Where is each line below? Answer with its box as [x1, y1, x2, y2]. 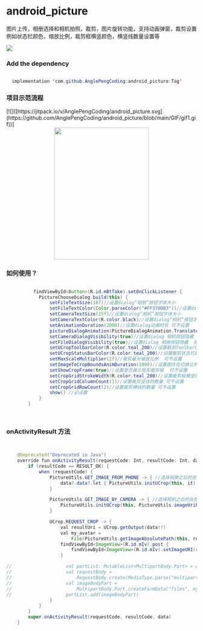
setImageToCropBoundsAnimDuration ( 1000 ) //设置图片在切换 [49, 361, 190, 368]
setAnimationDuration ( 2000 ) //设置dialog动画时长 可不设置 [49, 322, 190, 328]
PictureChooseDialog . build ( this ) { [38, 294, 129, 300]
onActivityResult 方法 [6, 427, 71, 436]
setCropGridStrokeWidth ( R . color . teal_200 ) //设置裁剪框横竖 [49, 373, 195, 379]
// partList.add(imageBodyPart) [6, 591, 139, 598]
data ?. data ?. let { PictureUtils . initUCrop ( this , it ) [60, 480, 196, 486]
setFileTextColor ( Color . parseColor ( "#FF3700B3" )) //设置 [49, 305, 192, 312]
